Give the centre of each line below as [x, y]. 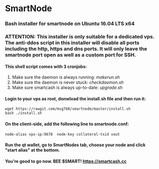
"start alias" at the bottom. [33, 150]
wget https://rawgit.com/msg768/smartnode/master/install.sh [68, 109]
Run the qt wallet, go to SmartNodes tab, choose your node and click [75, 145]
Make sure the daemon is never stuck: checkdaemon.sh [68, 83]
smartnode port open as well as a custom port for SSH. [71, 55]
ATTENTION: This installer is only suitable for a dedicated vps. [80, 37]
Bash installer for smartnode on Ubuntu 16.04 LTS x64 [70, 24]
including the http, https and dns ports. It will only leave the [76, 49]
